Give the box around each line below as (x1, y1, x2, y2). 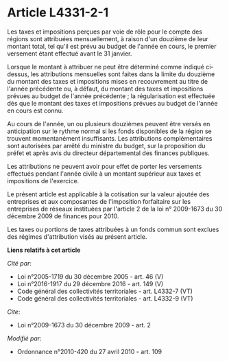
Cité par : (7, 259, 32, 267)
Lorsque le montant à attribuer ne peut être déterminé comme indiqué (7, 62, 204, 71)
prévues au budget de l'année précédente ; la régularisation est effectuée (7, 91, 215, 100)
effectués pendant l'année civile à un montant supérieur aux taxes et (7, 170, 201, 178)
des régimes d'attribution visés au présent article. (7, 232, 147, 241)
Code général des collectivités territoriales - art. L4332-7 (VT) (16, 287, 193, 295)
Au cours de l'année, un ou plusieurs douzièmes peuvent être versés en (7, 119, 210, 128)
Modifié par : (7, 334, 43, 342)
